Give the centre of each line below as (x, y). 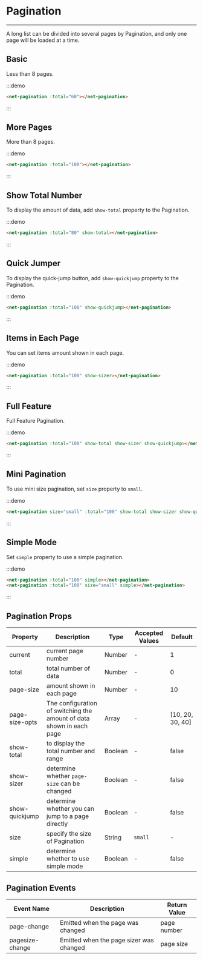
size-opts (23, 722)
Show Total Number (44, 195)
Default (182, 637)
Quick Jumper (34, 263)
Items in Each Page (43, 338)
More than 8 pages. (31, 142)
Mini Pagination (36, 474)
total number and (71, 751)
